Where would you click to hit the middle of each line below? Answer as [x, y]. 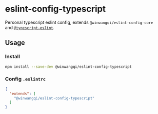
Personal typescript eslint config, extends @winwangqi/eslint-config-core [79, 22]
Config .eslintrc [25, 79]
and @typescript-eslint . [30, 27]
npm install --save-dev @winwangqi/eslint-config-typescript [69, 66]
